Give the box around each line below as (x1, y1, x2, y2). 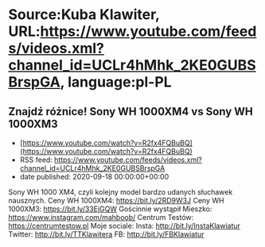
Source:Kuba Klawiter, (8, 6, 160, 24)
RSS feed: (19, 155, 53, 164)
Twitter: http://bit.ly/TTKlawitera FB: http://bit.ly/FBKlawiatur (8, 230, 205, 239)
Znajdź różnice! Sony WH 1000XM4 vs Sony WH (8, 105, 253, 118)
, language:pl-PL (60, 73, 173, 91)
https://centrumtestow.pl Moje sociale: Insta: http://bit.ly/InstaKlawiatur (8, 221, 241, 230)
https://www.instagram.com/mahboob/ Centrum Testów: (8, 213, 194, 222)
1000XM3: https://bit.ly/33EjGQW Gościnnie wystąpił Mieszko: (8, 204, 212, 214)
